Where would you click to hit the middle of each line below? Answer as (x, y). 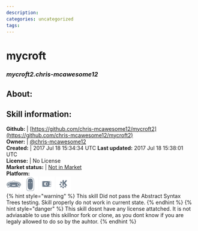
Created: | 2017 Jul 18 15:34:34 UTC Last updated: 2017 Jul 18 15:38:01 (95, 148)
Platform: (18, 173)
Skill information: (39, 114)
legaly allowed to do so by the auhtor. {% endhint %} (71, 221)
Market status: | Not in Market (44, 167)
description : (22, 13)
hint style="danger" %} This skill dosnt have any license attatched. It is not (98, 208)
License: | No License (34, 160)
